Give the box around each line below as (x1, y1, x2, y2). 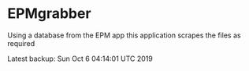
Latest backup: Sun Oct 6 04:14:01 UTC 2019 (7, 54, 153, 63)
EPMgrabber (7, 5, 91, 23)
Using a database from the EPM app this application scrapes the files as (7, 30, 241, 40)
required (7, 38, 35, 48)
